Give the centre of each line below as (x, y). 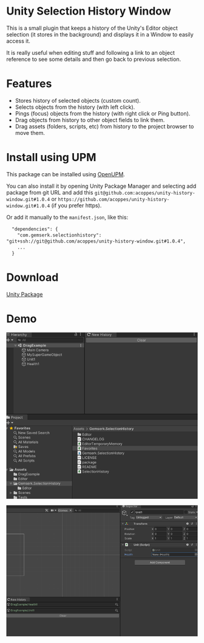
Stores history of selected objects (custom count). (78, 100)
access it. (18, 41)
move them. (30, 132)
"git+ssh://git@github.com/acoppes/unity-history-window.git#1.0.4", (96, 241)
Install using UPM (51, 158)
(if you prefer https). (76, 205)
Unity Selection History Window (89, 11)
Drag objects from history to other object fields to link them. (90, 120)
